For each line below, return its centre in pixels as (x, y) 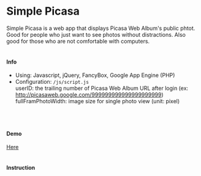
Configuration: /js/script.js (52, 82)
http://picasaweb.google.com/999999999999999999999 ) (89, 95)
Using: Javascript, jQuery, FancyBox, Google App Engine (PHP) (95, 75)
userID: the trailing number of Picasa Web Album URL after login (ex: (102, 88)
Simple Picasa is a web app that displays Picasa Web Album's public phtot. (101, 28)
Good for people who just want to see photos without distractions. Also (96, 34)
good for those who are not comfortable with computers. (78, 41)
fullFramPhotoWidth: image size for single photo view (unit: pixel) (97, 101)
